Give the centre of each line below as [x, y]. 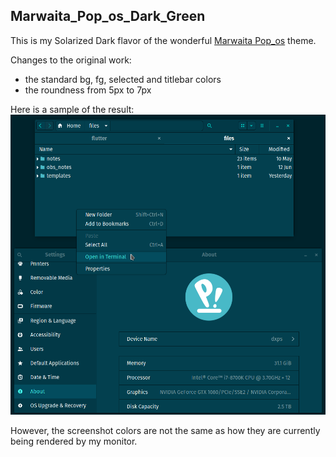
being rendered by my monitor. [74, 441]
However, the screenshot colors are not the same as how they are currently [165, 430]
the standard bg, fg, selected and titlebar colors [123, 79]
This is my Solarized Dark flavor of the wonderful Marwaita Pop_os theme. [163, 40]
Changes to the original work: [71, 60]
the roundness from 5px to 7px [88, 90]
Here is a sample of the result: [72, 109]
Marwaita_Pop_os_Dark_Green [108, 16]
